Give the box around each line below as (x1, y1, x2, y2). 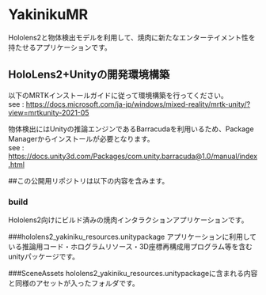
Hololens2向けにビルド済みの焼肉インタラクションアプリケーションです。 (8, 215, 249, 225)
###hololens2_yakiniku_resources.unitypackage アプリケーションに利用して (8, 232, 257, 242)
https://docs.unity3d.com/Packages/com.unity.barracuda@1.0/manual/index (8, 151, 258, 161)
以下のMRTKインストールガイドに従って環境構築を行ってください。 (8, 90, 228, 100)
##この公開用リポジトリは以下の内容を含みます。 (8, 176, 169, 185)
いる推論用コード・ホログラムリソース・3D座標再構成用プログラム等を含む (8, 242, 253, 252)
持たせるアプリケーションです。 (8, 42, 112, 52)
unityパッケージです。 (8, 252, 79, 262)
